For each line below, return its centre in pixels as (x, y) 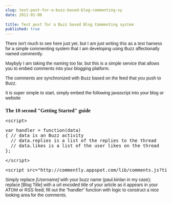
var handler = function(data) (43, 130)
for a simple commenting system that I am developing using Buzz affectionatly (82, 49)
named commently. (24, 54)
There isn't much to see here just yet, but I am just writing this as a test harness (84, 44)
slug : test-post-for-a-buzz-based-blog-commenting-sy (64, 10)
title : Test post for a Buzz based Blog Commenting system (70, 24)
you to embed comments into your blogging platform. (58, 69)
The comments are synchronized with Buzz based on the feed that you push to (83, 78)
